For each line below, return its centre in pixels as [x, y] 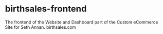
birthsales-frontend [46, 9]
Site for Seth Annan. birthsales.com [41, 27]
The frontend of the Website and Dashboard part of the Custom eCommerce [81, 22]
